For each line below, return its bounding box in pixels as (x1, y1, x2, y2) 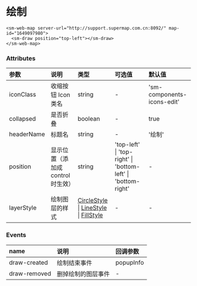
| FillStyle (77, 211, 103, 220)
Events (6, 231, 26, 239)
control (50, 171, 70, 179)
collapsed (9, 115, 36, 123)
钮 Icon (50, 91, 70, 99)
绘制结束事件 (56, 258, 93, 267)
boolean (77, 115, 100, 123)
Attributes (6, 54, 36, 62)
